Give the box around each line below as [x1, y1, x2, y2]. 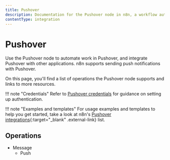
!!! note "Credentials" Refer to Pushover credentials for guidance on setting [5, 91, 161, 97]
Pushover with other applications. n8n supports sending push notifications [5, 61, 160, 67]
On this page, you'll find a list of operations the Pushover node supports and [5, 76, 164, 82]
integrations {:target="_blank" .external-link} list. [5, 117, 105, 123]
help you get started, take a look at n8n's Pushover [5, 112, 112, 118]
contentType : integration [5, 17, 60, 22]
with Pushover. [5, 66, 36, 72]
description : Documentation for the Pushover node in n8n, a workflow [5, 12, 157, 17]
